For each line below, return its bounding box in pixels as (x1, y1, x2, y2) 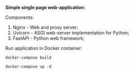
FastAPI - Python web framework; (12, 35, 85, 41)
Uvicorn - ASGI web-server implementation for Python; (12, 30, 129, 35)
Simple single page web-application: (5, 5, 86, 10)
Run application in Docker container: (5, 45, 82, 51)
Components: (5, 14, 34, 20)
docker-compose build (5, 55, 52, 60)
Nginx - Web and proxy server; (12, 24, 79, 30)
